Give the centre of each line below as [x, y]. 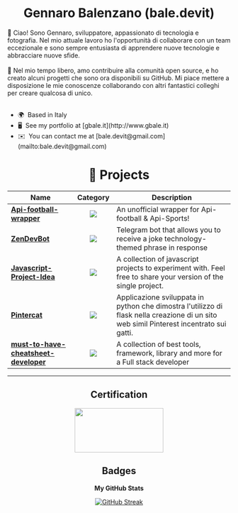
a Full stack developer [153, 362]
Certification [119, 395]
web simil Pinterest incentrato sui [171, 324]
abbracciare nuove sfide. [44, 55]
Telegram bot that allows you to [169, 230]
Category [93, 197]
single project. [140, 285]
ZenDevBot [30, 238]
